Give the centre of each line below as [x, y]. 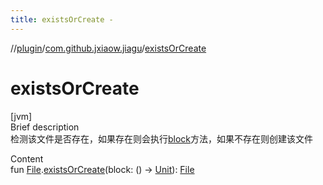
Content [27, 158]
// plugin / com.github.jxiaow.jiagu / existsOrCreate [108, 48]
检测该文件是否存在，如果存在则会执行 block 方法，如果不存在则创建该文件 [162, 138]
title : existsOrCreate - [62, 19]
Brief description [45, 127]
